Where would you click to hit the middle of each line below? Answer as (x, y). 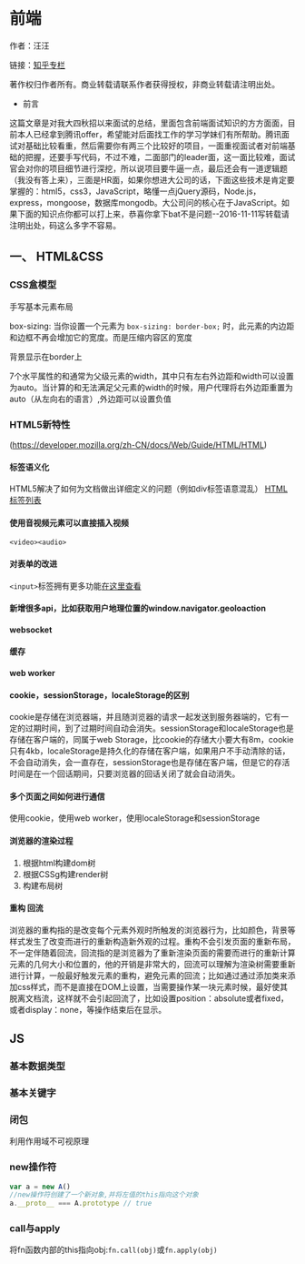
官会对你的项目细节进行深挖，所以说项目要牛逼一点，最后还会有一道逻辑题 (148, 168)
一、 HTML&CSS (57, 257)
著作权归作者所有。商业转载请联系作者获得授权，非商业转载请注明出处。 (144, 84)
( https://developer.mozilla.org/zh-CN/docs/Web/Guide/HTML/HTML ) (138, 445)
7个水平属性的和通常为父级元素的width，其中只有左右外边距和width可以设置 (152, 376)
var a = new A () (40, 1187)
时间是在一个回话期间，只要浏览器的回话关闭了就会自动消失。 (125, 774)
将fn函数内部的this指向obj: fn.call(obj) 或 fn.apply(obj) (113, 1250)
